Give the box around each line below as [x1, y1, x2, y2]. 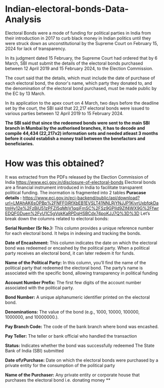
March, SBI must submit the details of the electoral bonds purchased [5, 60, 143, 66]
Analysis [5, 14, 41, 25]
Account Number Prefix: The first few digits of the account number [5, 279, 142, 285]
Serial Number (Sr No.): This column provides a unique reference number [5, 225, 154, 231]
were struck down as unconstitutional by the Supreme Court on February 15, [5, 40, 159, 46]
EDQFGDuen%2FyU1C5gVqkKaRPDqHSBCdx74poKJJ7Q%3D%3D [5, 210, 140, 216]
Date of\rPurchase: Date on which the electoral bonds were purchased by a [5, 357, 159, 363]
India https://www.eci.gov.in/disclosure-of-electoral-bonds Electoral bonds [5, 179, 156, 185]
